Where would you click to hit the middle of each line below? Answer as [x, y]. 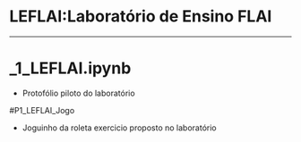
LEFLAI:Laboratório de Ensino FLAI [141, 17]
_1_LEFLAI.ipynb [70, 68]
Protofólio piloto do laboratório [79, 93]
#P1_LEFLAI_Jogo [42, 110]
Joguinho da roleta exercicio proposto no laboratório [119, 128]
